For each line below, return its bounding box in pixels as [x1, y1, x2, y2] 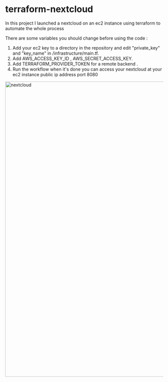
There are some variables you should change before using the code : [5, 35, 148, 41]
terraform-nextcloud [5, 4, 93, 15]
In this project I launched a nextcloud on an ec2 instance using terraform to [5, 20, 160, 26]
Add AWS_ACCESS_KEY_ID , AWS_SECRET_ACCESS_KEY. [12, 55, 133, 61]
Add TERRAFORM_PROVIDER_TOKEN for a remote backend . [12, 61, 138, 67]
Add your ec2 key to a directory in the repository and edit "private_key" [12, 45, 160, 51]
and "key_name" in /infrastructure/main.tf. [12, 50, 99, 56]
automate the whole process [5, 25, 64, 31]
